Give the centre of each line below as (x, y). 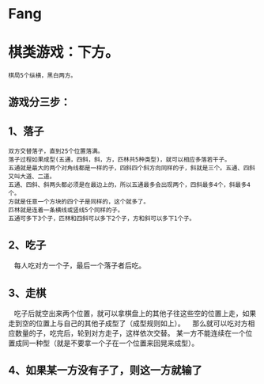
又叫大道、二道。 (32, 177)
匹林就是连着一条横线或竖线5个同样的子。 (66, 211)
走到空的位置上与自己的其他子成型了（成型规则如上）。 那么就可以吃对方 (128, 323)
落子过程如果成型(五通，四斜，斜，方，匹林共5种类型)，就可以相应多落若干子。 (119, 160)
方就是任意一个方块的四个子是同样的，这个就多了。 (79, 202)
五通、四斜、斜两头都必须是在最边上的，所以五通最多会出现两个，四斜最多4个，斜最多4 (129, 185)
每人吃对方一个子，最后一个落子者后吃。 (80, 265)
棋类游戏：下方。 (64, 53)
